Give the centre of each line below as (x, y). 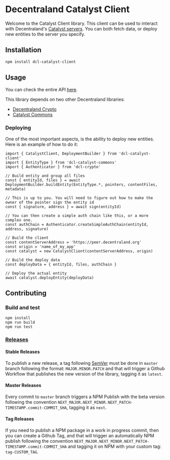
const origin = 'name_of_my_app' (41, 247)
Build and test (23, 308)
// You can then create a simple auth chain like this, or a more (77, 216)
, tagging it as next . (87, 407)
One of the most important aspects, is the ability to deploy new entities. (80, 139)
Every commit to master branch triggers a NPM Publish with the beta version (85, 397)
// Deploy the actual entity (36, 273)
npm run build (20, 323)
